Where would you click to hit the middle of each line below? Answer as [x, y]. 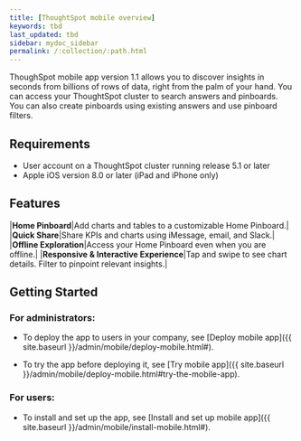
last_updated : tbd [44, 34]
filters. [21, 116]
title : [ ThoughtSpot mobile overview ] [82, 18]
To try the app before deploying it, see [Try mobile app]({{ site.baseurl [153, 365]
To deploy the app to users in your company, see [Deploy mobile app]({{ [157, 338]
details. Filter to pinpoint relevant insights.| [89, 264]
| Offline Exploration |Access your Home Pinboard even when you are [138, 244]
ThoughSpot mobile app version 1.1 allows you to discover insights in [137, 77]
